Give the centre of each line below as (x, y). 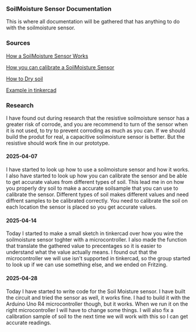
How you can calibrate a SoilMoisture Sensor (60, 67)
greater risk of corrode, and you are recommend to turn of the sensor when (97, 124)
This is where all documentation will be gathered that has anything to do (93, 22)
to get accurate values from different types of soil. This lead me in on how (95, 182)
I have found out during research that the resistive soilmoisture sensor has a (98, 118)
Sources (18, 43)
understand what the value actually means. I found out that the (82, 252)
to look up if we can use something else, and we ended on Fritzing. (87, 265)
